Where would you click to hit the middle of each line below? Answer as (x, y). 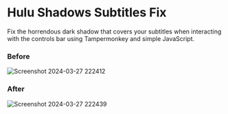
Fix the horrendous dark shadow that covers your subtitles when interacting (114, 31)
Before (19, 56)
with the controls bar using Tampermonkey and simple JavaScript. (101, 38)
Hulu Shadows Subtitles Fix (87, 13)
